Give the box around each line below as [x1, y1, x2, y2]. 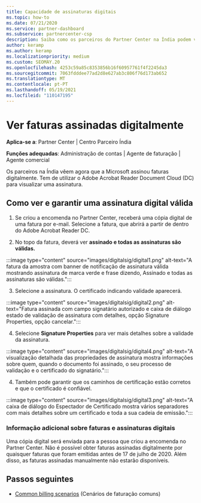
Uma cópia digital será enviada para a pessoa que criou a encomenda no [6, 438, 187, 445]
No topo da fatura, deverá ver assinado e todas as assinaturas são [14, 238, 181, 245]
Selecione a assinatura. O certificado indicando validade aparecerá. [14, 287, 182, 294]
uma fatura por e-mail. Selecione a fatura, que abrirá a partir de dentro [14, 220, 189, 227]
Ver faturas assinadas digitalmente [6, 118, 184, 132]
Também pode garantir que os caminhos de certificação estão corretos [14, 378, 191, 385]
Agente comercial [6, 156, 50, 163]
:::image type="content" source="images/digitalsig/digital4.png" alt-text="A [6, 348, 193, 355]
